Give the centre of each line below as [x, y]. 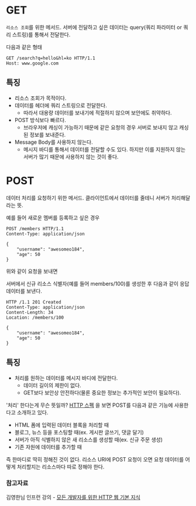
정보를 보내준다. [48, 134]
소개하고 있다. [32, 412]
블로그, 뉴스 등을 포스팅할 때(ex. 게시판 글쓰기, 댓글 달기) [79, 432]
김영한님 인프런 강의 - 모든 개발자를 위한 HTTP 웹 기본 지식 [73, 497]
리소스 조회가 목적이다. [40, 98]
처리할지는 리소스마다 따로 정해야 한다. [61, 467]
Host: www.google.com [32, 63]
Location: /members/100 [35, 318]
